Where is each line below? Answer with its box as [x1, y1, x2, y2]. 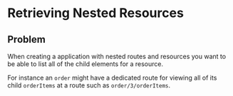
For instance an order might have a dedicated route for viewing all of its [7, 73, 217, 82]
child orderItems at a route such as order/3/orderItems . [7, 81, 171, 90]
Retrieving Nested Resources [7, 5, 184, 21]
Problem [7, 33, 46, 46]
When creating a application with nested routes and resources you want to [7, 52, 227, 60]
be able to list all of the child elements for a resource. [7, 60, 164, 68]
